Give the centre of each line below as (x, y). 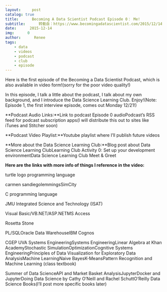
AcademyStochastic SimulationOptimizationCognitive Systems (69, 248)
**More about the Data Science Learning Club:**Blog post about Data (78, 145)
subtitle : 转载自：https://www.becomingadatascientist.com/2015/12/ (82, 24)
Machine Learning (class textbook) (41, 264)
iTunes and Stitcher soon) (32, 126)
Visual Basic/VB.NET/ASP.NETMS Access (48, 214)
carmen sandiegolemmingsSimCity (41, 185)
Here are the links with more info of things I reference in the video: (75, 165)
